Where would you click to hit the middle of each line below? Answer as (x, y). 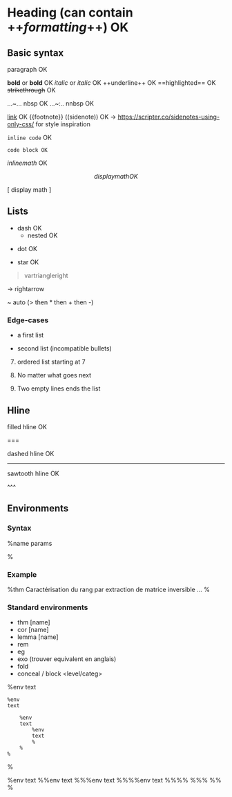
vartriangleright (46, 275)
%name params (30, 543)
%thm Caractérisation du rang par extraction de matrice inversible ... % (109, 589)
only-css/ (21, 124)
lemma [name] (38, 637)
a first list (30, 335)
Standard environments (48, 607)
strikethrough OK (31, 90)
